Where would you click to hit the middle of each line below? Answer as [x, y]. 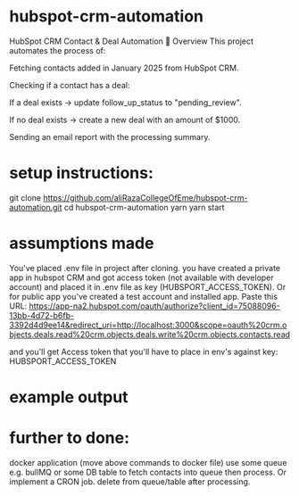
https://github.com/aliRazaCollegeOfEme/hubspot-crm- [145, 197]
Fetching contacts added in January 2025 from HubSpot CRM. [124, 68]
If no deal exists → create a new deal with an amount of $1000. [125, 120]
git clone [25, 197]
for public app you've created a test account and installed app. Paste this [144, 296]
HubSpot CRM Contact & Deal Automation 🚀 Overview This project [132, 41]
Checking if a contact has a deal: [70, 85]
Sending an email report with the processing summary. [110, 136]
